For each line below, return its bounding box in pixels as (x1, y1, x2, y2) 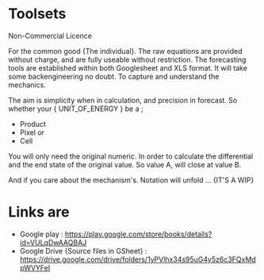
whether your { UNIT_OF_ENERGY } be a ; (8, 104, 144, 113)
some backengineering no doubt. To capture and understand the (8, 71, 220, 81)
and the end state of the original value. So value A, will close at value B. (8, 159, 242, 169)
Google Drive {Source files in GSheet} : (19, 246, 148, 255)
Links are (8, 203, 70, 221)
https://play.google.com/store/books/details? (64, 229, 212, 239)
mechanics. (8, 80, 46, 90)
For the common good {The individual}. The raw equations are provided (8, 46, 243, 56)
